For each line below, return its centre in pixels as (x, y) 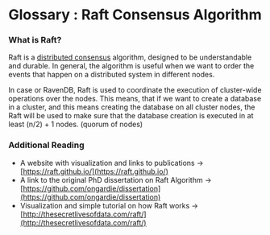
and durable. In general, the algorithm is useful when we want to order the (131, 66)
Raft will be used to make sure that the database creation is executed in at (131, 116)
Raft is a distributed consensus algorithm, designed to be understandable (130, 57)
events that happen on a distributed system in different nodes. (112, 75)
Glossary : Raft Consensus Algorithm (135, 15)
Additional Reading (46, 145)
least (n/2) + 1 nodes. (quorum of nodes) (76, 124)
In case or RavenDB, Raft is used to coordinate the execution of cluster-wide (135, 90)
